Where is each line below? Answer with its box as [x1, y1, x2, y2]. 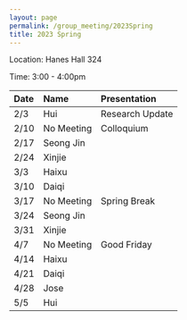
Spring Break [101, 195, 156, 207]
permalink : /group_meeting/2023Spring [9, 21, 153, 30]
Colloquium [101, 122, 149, 135]
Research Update [101, 108, 174, 121]
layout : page [9, 13, 58, 22]
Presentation [101, 93, 157, 105]
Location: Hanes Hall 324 [9, 55, 102, 65]
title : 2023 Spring [9, 29, 82, 38]
